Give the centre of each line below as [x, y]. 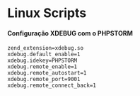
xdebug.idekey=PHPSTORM [42, 61]
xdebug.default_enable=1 [44, 55]
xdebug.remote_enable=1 [42, 67]
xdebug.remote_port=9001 [44, 80]
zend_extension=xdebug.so [45, 48]
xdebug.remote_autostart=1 [47, 73]
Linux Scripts [47, 13]
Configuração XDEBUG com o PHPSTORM [70, 33]
